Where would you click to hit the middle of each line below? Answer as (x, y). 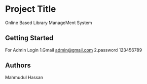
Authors (18, 66)
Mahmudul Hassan (24, 77)
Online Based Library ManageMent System (49, 23)
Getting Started (29, 38)
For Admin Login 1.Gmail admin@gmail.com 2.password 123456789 (73, 50)
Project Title (31, 9)
